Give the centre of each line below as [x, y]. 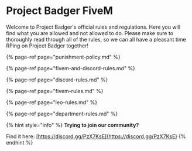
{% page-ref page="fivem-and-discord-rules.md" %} [71, 68]
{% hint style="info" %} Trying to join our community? [73, 125]
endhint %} [20, 142]
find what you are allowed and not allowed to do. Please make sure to [90, 33]
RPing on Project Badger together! [47, 46]
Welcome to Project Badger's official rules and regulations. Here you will [93, 27]
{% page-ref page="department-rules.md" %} [62, 114]
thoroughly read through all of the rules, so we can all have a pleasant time [96, 39]
